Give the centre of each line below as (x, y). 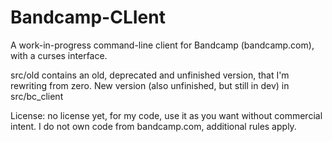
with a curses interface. (59, 55)
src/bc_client (37, 96)
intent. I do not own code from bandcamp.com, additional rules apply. (153, 126)
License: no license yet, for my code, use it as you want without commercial (166, 115)
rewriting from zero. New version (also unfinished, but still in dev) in (150, 85)
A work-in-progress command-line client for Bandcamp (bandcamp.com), (162, 45)
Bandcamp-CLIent (88, 17)
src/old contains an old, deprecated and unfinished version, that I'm (150, 75)
